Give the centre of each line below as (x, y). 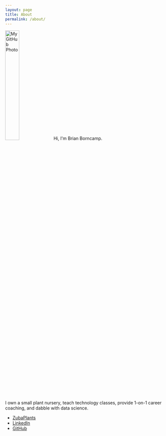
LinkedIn (21, 423)
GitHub (20, 429)
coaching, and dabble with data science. (47, 408)
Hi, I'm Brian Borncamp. (78, 138)
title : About (19, 14)
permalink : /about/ (25, 19)
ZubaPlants (24, 418)
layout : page (19, 10)
